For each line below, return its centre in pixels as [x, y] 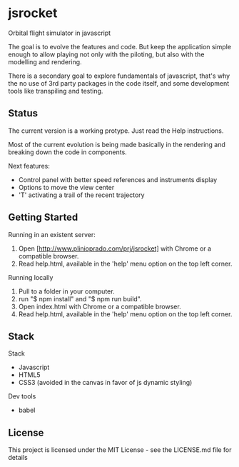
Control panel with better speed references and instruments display [118, 179]
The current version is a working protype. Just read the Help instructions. [116, 131]
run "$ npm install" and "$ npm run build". [80, 298]
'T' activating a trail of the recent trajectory [81, 195]
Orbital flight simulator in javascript [60, 33]
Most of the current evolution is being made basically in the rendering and [117, 144]
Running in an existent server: [52, 234]
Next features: [29, 166]
